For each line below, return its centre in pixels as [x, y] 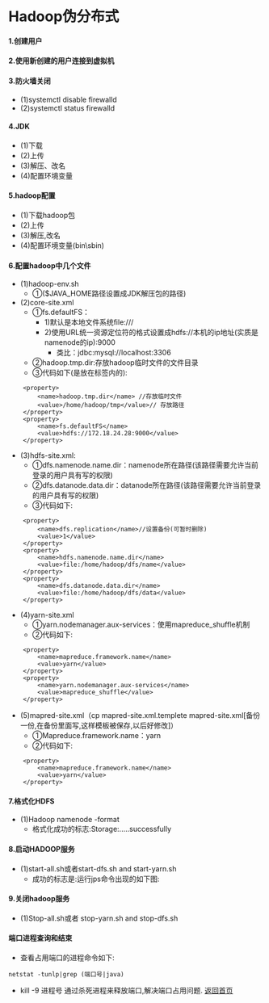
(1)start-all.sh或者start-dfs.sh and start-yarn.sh [98, 868]
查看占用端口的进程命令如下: [67, 957]
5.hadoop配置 [32, 195]
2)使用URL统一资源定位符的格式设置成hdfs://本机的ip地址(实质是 [151, 333]
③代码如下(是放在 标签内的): [80, 373]
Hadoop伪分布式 [64, 17]
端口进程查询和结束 [40, 938]
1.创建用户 [25, 40]
